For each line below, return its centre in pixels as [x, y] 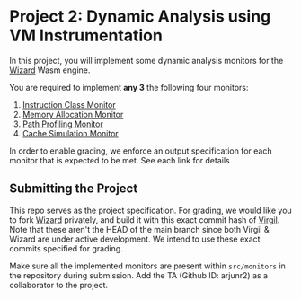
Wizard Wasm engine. [50, 70]
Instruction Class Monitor [69, 104]
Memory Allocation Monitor [73, 114]
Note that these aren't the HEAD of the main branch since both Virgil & [139, 229]
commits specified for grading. [66, 248]
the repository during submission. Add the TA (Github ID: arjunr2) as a [138, 275]
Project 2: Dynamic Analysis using [140, 17]
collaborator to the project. [59, 285]
